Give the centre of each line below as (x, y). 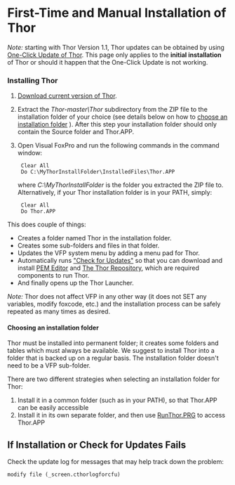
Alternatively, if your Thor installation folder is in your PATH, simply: (115, 193)
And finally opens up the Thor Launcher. (76, 283)
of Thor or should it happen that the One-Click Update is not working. (108, 62)
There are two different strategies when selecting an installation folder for (114, 379)
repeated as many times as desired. (59, 311)
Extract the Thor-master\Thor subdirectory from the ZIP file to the (113, 110)
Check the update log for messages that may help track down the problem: (116, 462)
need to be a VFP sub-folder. (49, 366)
